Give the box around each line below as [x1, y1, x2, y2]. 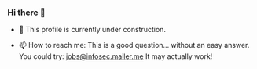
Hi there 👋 [7, 7, 46, 18]
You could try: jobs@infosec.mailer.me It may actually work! [18, 52, 213, 61]
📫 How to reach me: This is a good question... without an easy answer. [18, 41, 250, 50]
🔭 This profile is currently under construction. [18, 25, 167, 34]
